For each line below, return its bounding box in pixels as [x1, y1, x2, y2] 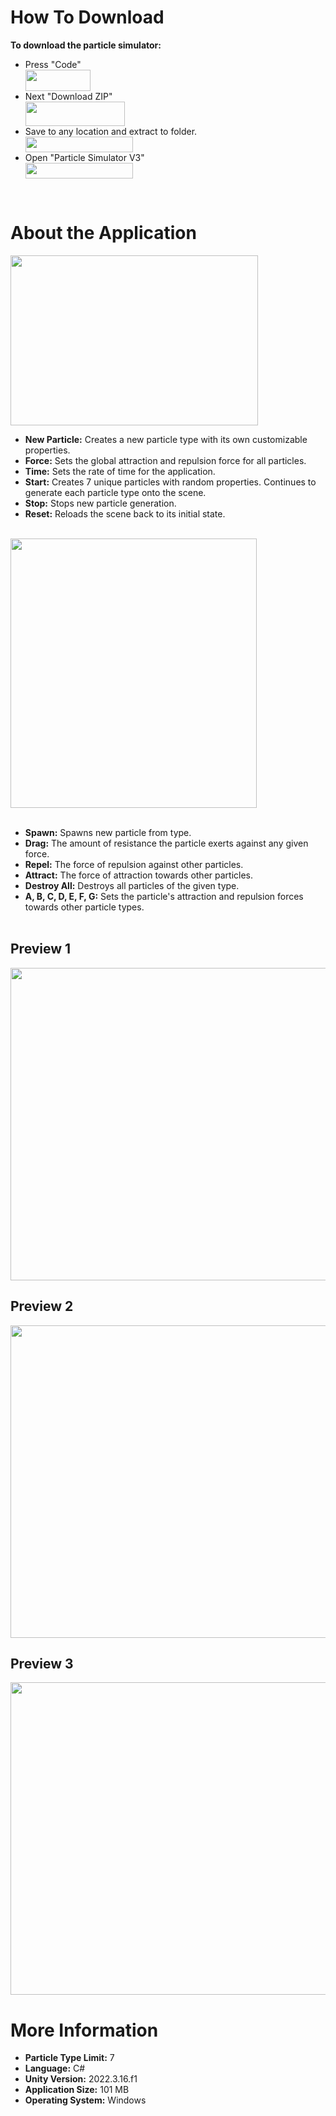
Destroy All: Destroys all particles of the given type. [24, 879, 240, 891]
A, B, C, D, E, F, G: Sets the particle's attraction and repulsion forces [24, 890, 304, 902]
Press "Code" [24, 58, 82, 70]
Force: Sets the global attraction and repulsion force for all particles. [24, 454, 307, 466]
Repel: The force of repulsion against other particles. [24, 858, 244, 870]
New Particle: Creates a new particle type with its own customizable [24, 433, 308, 445]
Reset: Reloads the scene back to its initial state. [24, 507, 226, 520]
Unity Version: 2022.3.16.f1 [24, 2073, 138, 2085]
